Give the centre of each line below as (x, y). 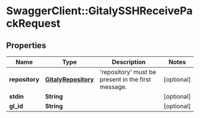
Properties (26, 45)
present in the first (125, 79)
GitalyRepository (69, 79)
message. (113, 87)
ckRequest (33, 23)
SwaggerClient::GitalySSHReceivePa (99, 11)
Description (129, 62)
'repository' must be (128, 72)
